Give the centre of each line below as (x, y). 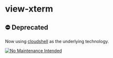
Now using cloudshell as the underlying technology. (57, 41)
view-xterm (29, 9)
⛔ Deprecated (27, 27)
